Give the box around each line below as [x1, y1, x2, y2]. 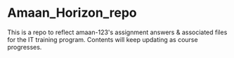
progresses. [7, 43, 42, 51]
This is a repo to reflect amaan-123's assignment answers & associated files [7, 28, 228, 36]
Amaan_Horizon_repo [7, 5, 137, 21]
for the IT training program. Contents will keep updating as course [7, 35, 198, 43]
